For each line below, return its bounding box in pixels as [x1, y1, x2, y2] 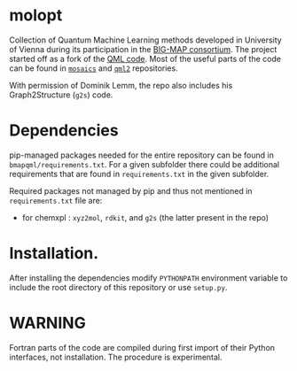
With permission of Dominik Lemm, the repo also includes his [9, 80, 233, 90]
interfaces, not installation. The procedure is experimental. [9, 352, 223, 362]
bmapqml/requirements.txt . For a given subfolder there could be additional [9, 158, 280, 169]
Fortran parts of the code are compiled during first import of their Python [9, 342, 276, 352]
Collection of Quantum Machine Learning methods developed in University [9, 35, 282, 45]
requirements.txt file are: [9, 195, 103, 205]
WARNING [9, 313, 86, 333]
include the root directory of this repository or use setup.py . [9, 282, 228, 292]
